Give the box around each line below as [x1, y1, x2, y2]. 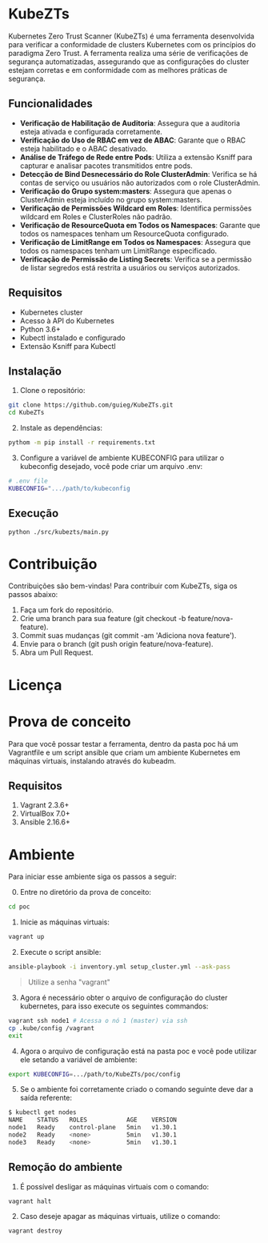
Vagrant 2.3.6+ [19, 800, 70, 810]
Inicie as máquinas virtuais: [19, 917, 110, 927]
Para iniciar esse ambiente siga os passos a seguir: [8, 872, 178, 881]
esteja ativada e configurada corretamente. [19, 126, 162, 136]
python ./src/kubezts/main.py [8, 527, 110, 536]
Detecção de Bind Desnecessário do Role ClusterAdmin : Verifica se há [19, 169, 258, 178]
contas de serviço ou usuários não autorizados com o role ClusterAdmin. [19, 178, 261, 187]
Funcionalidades [8, 97, 94, 110]
